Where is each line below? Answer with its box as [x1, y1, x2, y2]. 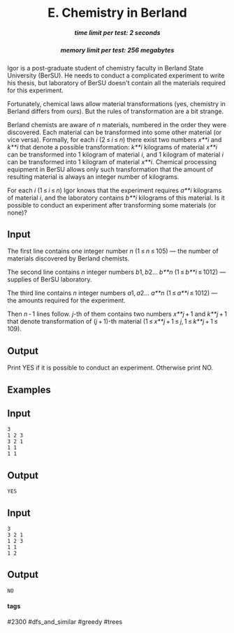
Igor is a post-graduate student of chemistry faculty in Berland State [7, 64, 204, 72]
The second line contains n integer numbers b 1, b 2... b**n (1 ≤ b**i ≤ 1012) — [7, 268, 226, 277]
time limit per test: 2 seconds [74, 28, 161, 36]
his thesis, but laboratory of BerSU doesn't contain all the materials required [7, 78, 226, 87]
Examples [7, 384, 51, 395]
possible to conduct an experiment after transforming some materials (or [7, 201, 217, 209]
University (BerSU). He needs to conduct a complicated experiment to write [7, 71, 225, 80]
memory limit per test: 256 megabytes [60, 46, 175, 54]
